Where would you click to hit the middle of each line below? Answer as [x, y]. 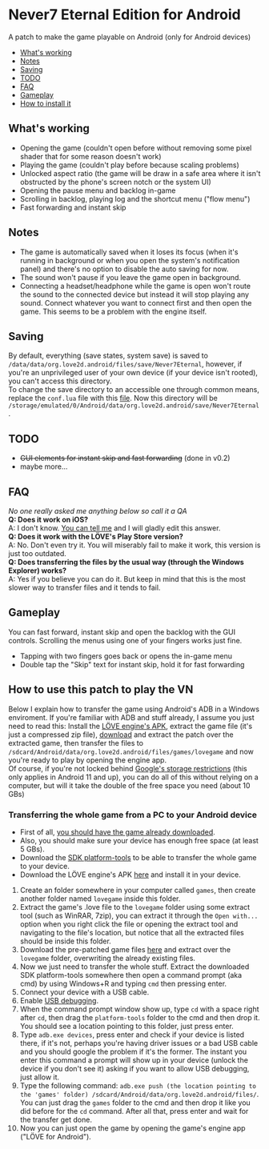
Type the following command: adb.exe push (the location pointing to [138, 1085]
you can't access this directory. [60, 381]
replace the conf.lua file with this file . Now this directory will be [113, 398]
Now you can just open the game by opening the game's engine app [132, 1128]
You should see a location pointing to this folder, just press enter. [126, 1026]
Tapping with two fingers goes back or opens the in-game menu [126, 656]
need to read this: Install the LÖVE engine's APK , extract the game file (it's [130, 726]
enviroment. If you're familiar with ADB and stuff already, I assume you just [131, 717]
